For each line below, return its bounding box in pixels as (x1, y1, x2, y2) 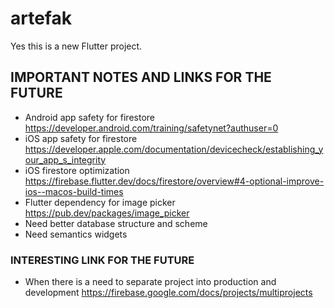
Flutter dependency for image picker (24, 196, 176, 208)
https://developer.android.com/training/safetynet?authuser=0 (24, 122, 279, 134)
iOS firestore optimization (24, 164, 130, 176)
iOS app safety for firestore (24, 132, 138, 144)
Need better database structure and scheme (24, 217, 208, 229)
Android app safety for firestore (24, 111, 155, 123)
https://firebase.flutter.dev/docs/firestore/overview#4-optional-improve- (24, 175, 325, 187)
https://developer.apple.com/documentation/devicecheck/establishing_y (24, 143, 324, 155)
